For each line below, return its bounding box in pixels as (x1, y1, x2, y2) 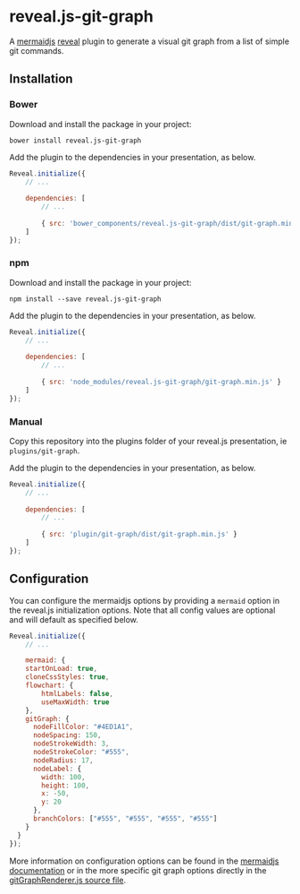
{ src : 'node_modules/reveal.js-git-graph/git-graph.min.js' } (41, 378, 281, 387)
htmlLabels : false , (41, 689, 114, 698)
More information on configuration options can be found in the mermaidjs (9, 855, 279, 866)
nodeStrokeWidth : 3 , (32, 739, 110, 749)
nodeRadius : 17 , (32, 755, 94, 765)
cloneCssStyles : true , (25, 673, 110, 682)
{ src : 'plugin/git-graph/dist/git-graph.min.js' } (41, 530, 238, 539)
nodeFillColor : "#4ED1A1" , (32, 723, 134, 732)
